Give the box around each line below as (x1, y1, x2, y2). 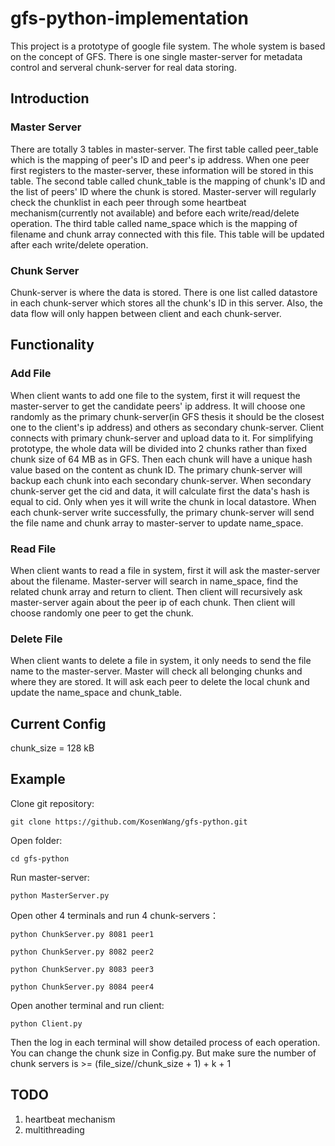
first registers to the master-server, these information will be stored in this (10, 164, 314, 176)
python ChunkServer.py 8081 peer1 (10, 929, 155, 939)
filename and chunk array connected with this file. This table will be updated (10, 228, 325, 240)
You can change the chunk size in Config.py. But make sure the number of (10, 1047, 317, 1059)
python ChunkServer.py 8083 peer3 (10, 964, 155, 974)
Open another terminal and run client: (10, 999, 165, 1011)
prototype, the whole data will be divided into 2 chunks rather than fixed (10, 442, 308, 454)
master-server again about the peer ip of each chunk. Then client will (10, 596, 296, 608)
